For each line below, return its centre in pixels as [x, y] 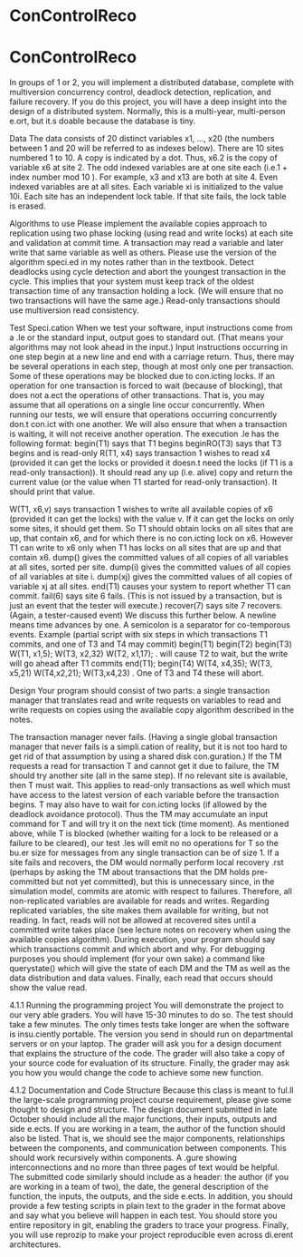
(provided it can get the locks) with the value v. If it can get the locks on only [152, 519]
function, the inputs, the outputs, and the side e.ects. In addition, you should [151, 1196]
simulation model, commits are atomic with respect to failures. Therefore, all [151, 892]
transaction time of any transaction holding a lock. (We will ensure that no [147, 291]
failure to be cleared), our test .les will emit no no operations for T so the [144, 843]
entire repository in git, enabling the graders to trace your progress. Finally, [149, 1225]
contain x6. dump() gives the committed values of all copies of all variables [149, 558]
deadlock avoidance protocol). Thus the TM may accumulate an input [139, 814]
